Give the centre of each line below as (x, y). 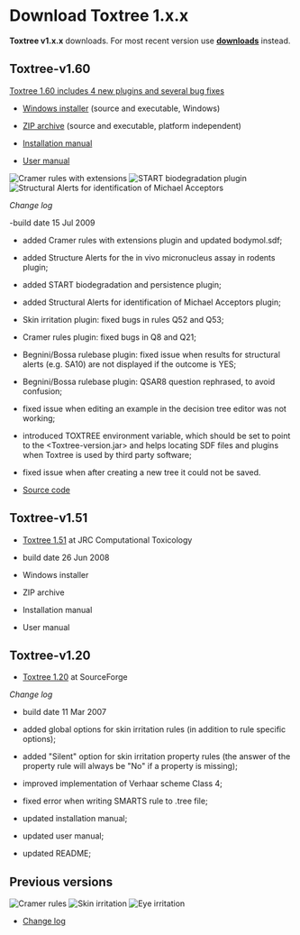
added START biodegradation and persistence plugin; (122, 284)
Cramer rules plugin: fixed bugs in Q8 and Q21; (109, 337)
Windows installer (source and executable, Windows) (121, 108)
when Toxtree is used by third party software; (107, 454)
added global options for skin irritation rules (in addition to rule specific (154, 729)
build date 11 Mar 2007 (64, 712)
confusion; (42, 391)
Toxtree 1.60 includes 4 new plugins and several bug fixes (117, 90)
